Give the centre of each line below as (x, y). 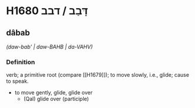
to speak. (17, 81)
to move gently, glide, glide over (54, 93)
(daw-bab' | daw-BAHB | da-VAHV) (49, 47)
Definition (21, 62)
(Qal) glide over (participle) (56, 99)
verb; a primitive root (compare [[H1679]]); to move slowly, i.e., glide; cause (98, 75)
